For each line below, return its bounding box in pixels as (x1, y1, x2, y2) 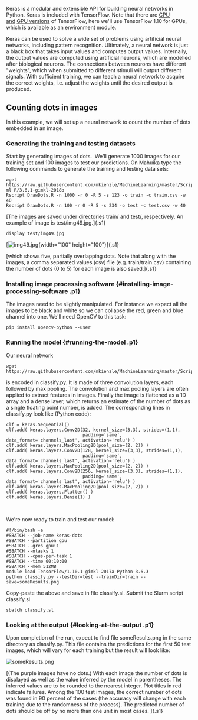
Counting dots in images (6, 103, 98, 113)
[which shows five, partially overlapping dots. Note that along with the (6, 252, 176, 260)
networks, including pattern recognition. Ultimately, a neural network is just (6, 41, 189, 48)
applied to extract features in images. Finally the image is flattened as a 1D (6, 391, 187, 398)
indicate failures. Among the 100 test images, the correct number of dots (6, 689, 183, 695)
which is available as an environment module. (6, 24, 117, 31)
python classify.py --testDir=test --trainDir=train (6, 573, 138, 580)
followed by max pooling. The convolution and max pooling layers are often (6, 385, 189, 392)
